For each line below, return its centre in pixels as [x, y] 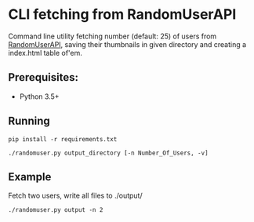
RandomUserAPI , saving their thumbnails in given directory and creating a [127, 44]
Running [29, 121]
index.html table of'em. [45, 53]
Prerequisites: [43, 77]
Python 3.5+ [40, 96]
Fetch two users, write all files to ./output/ [75, 196]
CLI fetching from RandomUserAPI [122, 15]
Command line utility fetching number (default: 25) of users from [112, 36]
